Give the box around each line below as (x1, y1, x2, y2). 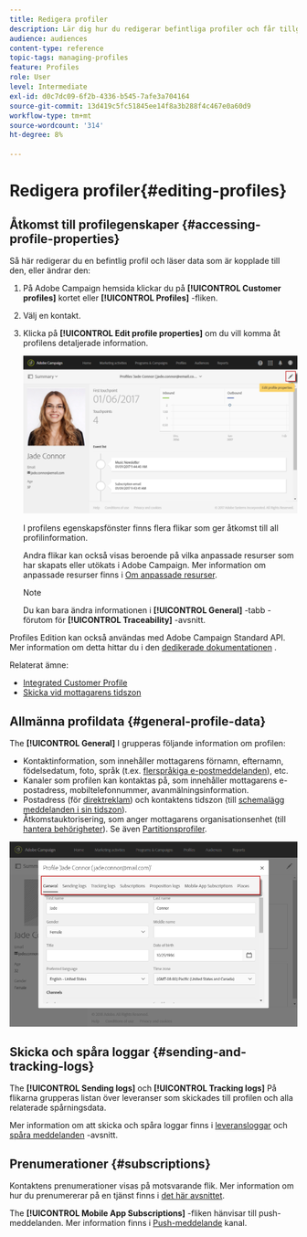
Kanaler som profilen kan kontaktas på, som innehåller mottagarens (22, 775, 278, 786)
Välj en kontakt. (22, 311, 81, 321)
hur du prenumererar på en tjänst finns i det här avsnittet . (9, 1190, 226, 1201)
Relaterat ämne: (9, 660, 69, 671)
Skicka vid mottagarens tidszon (22, 687, 142, 698)
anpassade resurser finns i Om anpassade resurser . (22, 569, 217, 580)
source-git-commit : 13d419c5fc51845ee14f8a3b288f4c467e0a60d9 (9, 101, 251, 111)
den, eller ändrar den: (9, 265, 91, 276)
